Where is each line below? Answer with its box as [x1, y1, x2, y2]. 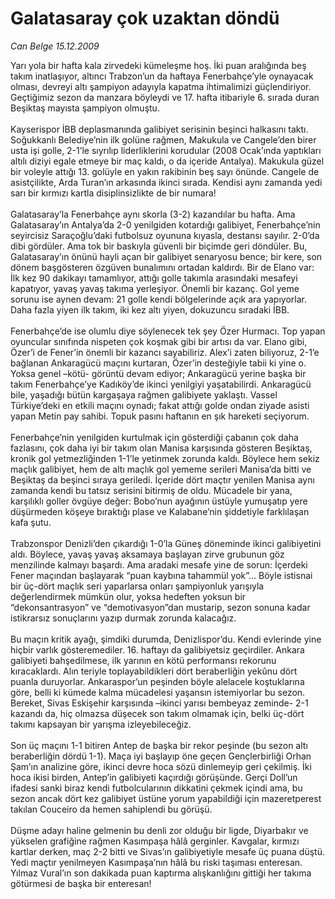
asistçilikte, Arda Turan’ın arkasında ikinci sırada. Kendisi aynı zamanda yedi [10, 176, 323, 188]
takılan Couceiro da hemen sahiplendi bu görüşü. [10, 803, 213, 815]
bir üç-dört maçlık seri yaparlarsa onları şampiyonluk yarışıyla [10, 580, 265, 592]
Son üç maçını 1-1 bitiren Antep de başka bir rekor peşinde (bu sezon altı [10, 739, 308, 751]
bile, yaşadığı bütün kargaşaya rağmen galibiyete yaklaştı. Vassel [10, 388, 278, 401]
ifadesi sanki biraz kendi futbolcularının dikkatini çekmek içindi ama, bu [10, 782, 303, 794]
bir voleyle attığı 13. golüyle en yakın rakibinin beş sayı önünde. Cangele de [10, 165, 320, 177]
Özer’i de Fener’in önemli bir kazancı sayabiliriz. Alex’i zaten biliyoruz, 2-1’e [10, 346, 320, 358]
